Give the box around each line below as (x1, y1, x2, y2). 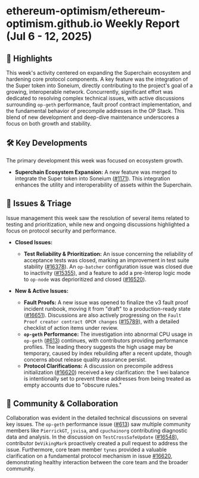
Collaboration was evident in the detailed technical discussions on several (6, 414, 188, 422)
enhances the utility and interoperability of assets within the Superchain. (14, 181, 192, 188)
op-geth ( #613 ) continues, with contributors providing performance (23, 336, 188, 344)
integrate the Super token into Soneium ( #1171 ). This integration (14, 174, 170, 182)
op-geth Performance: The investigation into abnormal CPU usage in (23, 330, 192, 338)
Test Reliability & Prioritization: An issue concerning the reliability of (23, 250, 194, 258)
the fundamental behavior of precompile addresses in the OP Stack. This (6, 108, 185, 114)
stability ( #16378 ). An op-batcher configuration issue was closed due (23, 263, 193, 270)
